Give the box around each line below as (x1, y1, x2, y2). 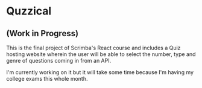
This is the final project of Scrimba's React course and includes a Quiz (6, 44, 181, 51)
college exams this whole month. (6, 75, 88, 82)
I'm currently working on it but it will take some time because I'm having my (6, 69, 194, 76)
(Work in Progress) (6, 28, 79, 39)
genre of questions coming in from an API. (6, 57, 112, 64)
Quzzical (6, 4, 52, 18)
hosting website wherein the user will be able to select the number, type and (6, 51, 196, 58)
